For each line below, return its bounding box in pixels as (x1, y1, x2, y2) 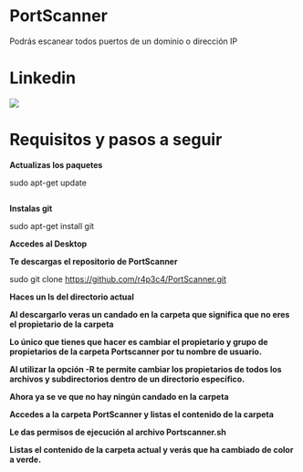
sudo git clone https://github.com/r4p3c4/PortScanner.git (9, 273, 226, 284)
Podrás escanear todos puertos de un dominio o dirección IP (9, 36, 238, 47)
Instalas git (9, 203, 53, 214)
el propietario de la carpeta (9, 319, 114, 330)
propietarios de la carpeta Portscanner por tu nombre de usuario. (9, 346, 263, 357)
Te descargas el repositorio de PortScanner (9, 256, 178, 267)
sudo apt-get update (9, 177, 87, 188)
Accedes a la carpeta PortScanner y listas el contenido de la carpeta (9, 408, 274, 420)
